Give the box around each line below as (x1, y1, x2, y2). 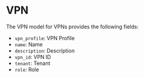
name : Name (14, 41, 43, 48)
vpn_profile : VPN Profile (14, 34, 75, 41)
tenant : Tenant (14, 60, 51, 67)
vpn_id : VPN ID (14, 53, 51, 60)
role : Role (14, 66, 39, 73)
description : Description (14, 47, 75, 54)
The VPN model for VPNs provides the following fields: (6, 23, 139, 30)
